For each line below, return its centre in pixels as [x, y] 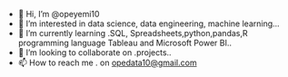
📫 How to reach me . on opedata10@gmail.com [107, 63]
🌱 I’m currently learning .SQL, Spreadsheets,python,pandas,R [133, 33]
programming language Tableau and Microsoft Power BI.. [125, 43]
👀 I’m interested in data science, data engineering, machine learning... [149, 24]
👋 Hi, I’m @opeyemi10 [59, 14]
